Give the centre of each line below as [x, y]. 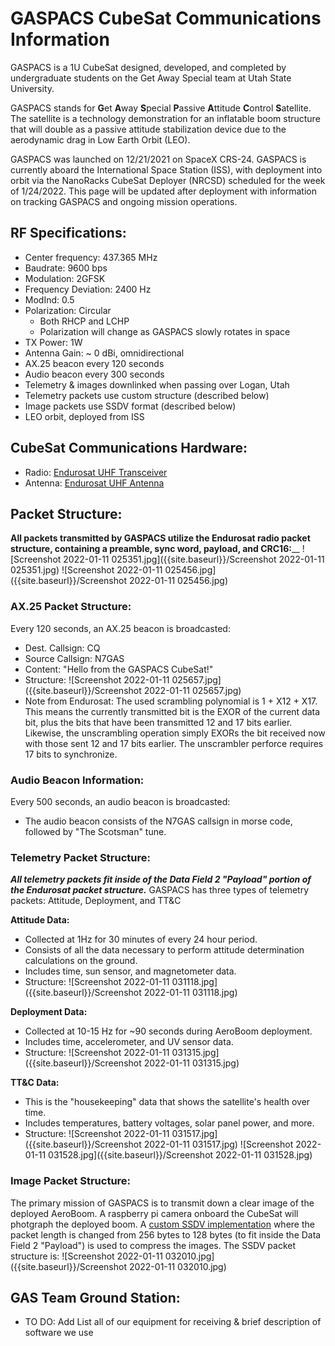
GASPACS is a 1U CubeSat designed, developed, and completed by [148, 67]
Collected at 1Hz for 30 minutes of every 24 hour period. [141, 939]
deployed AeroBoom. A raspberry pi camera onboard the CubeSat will [154, 1213]
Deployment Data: [49, 1012]
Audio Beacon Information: [77, 780]
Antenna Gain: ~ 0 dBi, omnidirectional [104, 353]
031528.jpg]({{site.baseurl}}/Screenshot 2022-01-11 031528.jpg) [180, 1155]
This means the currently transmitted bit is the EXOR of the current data [172, 711]
